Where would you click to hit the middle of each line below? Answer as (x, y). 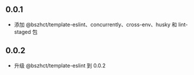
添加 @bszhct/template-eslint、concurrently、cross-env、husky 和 (95, 24)
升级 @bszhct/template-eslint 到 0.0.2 (60, 65)
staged (23, 32)
